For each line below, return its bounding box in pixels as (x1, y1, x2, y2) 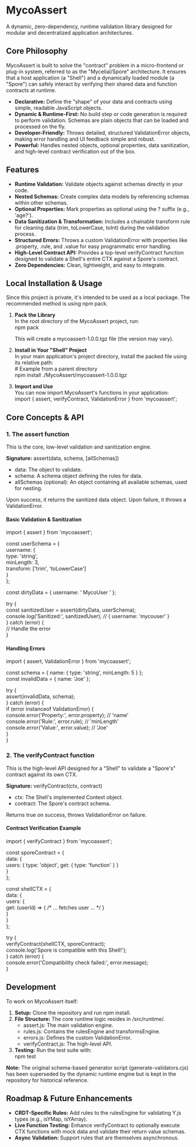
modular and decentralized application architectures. (6, 29, 133, 36)
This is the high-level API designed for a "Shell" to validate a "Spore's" (6, 765, 176, 772)
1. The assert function (6, 430, 70, 438)
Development (6, 982, 57, 992)
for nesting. (14, 485, 43, 492)
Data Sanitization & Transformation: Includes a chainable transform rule (14, 218, 190, 225)
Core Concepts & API (6, 412, 84, 422)
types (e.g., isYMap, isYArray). (14, 1115, 88, 1122)
